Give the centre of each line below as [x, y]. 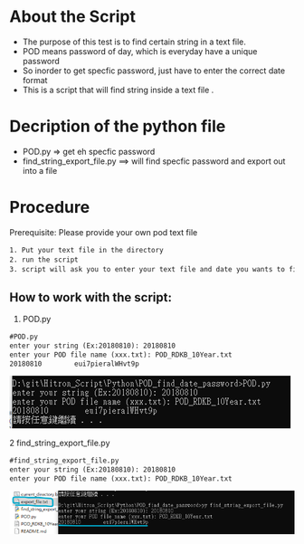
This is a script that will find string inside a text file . [118, 90]
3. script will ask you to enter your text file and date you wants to [147, 269]
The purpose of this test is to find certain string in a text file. [134, 42]
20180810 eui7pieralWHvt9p [75, 364]
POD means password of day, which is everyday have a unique [140, 51]
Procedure [50, 208]
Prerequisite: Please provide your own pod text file [104, 232]
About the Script [72, 17]
